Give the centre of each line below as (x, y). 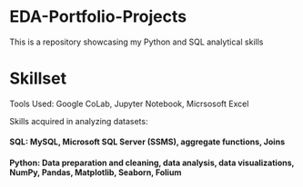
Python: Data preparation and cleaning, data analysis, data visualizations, (152, 163)
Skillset (38, 79)
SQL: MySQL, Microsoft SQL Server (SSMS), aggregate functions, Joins (147, 142)
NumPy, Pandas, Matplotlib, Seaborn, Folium (96, 172)
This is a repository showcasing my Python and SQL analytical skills (136, 42)
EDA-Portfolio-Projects (98, 17)
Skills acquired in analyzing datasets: (79, 121)
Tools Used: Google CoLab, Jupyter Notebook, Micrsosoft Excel (129, 103)
